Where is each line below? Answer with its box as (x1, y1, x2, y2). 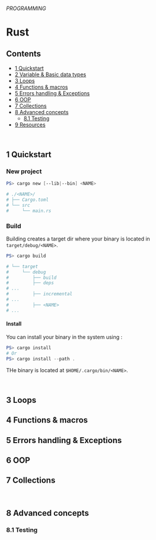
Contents (6, 49, 41, 59)
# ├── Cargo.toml (6, 197, 49, 203)
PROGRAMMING (6, 5, 46, 12)
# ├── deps (6, 280, 54, 286)
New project (6, 167, 43, 175)
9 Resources (14, 121, 46, 128)
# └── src (6, 202, 31, 208)
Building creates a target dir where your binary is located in (6, 235, 151, 242)
